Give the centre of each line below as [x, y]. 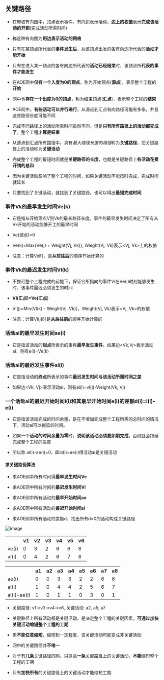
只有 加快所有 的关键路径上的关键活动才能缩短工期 [62, 672]
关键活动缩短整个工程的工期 [40, 624]
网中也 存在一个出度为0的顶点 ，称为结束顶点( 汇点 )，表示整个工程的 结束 [84, 99]
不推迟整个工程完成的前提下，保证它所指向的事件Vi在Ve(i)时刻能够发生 [83, 282]
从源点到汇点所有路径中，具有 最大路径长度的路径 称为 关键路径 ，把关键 [83, 143]
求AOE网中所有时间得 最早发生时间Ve [50, 476]
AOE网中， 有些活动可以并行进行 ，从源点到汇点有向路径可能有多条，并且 [85, 109]
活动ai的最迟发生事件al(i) [35, 365]
